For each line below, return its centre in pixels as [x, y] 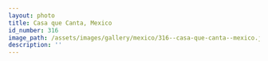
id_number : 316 [33, 30]
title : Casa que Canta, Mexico [60, 23]
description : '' [35, 45]
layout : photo [32, 15]
